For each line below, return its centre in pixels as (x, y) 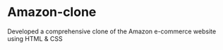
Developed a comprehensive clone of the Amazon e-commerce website (112, 31)
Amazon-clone (52, 12)
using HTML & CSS (35, 38)
